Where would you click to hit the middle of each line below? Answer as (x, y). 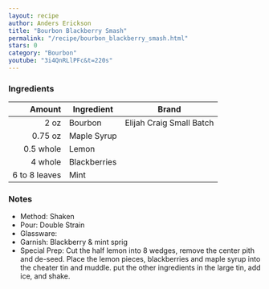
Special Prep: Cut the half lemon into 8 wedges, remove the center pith (137, 250)
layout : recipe (34, 16)
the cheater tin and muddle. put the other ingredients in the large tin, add (140, 268)
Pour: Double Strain (52, 225)
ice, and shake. (45, 276)
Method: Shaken (47, 217)
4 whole (46, 162)
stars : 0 (23, 46)
